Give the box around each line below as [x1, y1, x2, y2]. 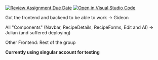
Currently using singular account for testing [5, 49, 100, 55]
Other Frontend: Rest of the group [5, 39, 76, 45]
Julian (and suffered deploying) [5, 30, 71, 35]
